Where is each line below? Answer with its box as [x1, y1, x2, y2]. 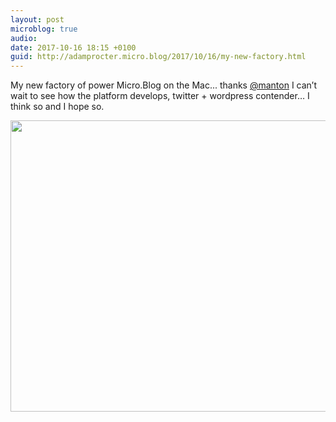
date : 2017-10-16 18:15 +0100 [10, 42, 137, 53]
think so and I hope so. [10, 101, 105, 113]
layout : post [10, 14, 65, 25]
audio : [10, 33, 38, 43]
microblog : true [10, 24, 78, 34]
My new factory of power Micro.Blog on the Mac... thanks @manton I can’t [10, 79, 318, 91]
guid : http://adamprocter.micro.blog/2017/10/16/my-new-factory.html [10, 52, 307, 62]
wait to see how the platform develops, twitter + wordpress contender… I [10, 90, 310, 102]
